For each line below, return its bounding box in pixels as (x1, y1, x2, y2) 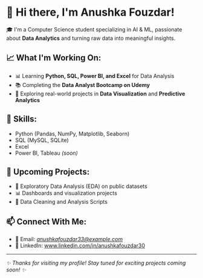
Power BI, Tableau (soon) (14, 149, 79, 157)
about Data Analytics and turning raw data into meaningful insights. (6, 34, 176, 42)
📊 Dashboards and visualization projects (14, 190, 118, 197)
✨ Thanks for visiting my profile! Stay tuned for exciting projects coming (6, 259, 186, 267)
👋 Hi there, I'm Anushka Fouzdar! (6, 5, 175, 19)
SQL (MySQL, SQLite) (14, 136, 69, 144)
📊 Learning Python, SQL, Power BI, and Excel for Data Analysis (14, 72, 175, 79)
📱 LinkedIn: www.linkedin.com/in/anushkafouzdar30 (14, 242, 146, 250)
